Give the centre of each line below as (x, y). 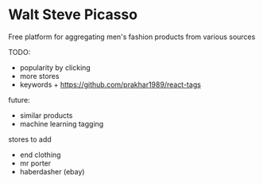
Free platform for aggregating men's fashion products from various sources (132, 37)
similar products (46, 115)
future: (19, 100)
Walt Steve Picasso (73, 15)
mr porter (35, 163)
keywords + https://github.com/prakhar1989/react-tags (110, 84)
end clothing (40, 155)
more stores (39, 76)
